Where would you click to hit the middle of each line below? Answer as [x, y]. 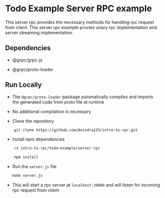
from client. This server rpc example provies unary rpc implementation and [81, 27]
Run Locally [23, 85]
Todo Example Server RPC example [79, 9]
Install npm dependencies [38, 139]
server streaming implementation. [39, 32]
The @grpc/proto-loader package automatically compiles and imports [83, 97]
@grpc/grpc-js [27, 60]
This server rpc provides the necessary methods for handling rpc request [80, 22]
